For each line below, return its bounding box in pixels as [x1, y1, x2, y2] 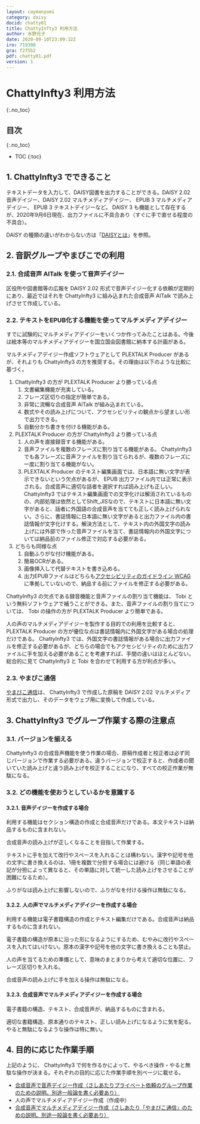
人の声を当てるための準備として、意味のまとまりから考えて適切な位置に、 [6, 956, 189, 963]
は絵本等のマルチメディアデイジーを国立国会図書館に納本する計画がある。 [6, 338, 189, 345]
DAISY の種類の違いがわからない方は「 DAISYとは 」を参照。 [6, 231, 154, 239]
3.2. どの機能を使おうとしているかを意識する [6, 788, 136, 796]
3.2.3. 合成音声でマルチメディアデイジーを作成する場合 [6, 991, 142, 998]
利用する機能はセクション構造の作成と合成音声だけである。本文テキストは [6, 819, 189, 826]
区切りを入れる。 [21, 963, 64, 971]
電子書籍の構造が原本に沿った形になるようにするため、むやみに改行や [6, 936, 179, 943]
